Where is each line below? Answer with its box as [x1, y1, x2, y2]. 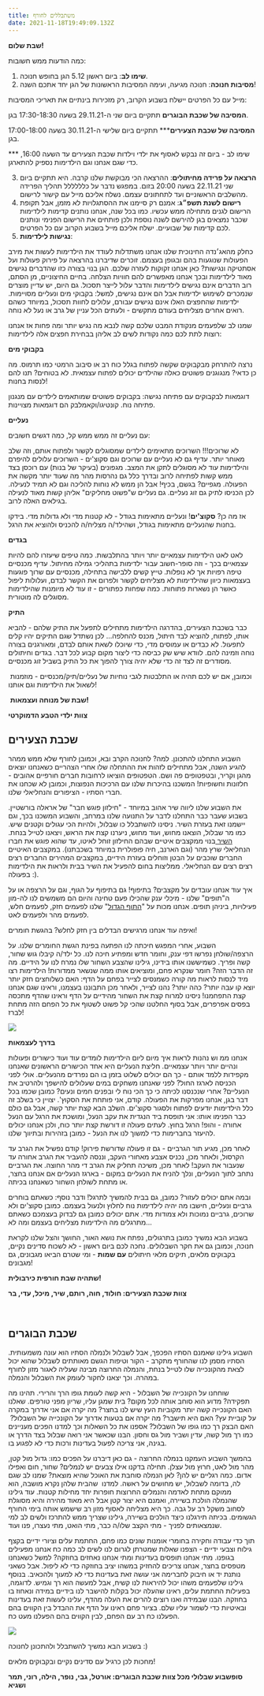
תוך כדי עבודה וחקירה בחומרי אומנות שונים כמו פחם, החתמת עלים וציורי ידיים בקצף [8, 1536, 255, 1545]
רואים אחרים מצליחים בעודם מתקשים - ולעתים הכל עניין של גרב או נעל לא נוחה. [8, 305, 244, 315]
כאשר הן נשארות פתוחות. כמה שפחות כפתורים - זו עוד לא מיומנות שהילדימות [8, 583, 237, 593]
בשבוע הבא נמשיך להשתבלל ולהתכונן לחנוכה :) [8, 1642, 148, 1651]
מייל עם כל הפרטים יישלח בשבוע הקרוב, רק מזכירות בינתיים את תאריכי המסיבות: [8, 95, 247, 104]
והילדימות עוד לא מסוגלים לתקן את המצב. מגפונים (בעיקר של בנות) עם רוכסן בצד [8, 462, 249, 472]
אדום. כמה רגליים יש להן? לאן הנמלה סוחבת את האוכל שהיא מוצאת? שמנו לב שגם [8, 1470, 252, 1480]
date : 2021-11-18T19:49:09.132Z [8, 19, 114, 27]
